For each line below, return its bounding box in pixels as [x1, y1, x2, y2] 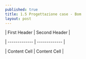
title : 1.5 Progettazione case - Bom [5, 12, 82, 17]
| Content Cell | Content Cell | [5, 48, 64, 54]
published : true [5, 7, 38, 12]
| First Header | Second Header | [5, 30, 70, 36]
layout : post [5, 16, 32, 21]
